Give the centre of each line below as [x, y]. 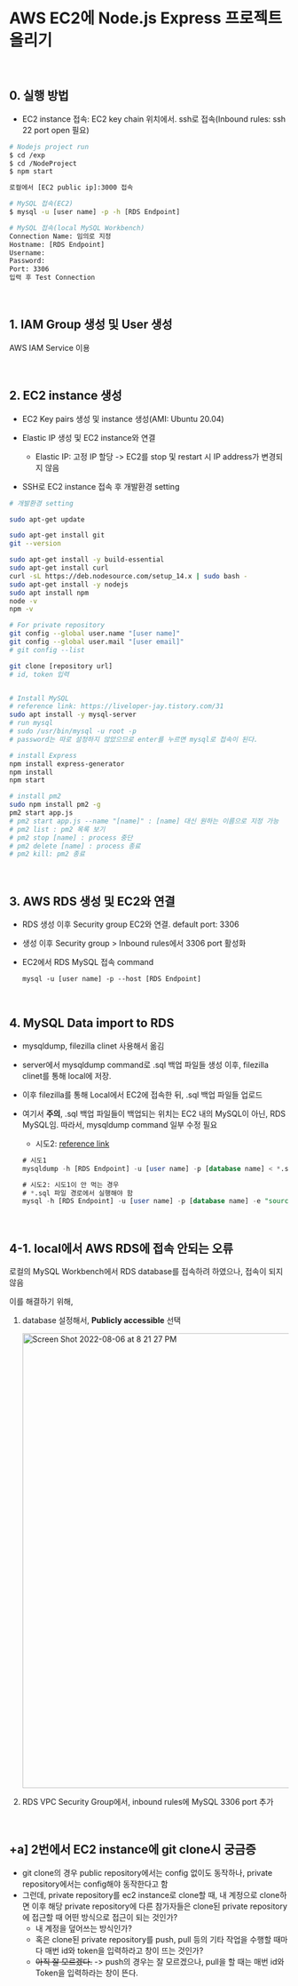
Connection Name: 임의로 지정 [60, 236]
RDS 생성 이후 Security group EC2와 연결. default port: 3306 [130, 924]
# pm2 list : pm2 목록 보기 [57, 829]
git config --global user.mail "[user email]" [97, 642]
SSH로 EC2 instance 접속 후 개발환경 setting [101, 486]
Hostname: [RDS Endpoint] [57, 244]
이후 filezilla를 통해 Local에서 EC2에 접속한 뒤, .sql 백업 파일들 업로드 [142, 1095]
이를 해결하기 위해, [41, 1302]
